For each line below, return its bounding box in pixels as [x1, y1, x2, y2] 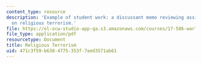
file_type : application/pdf [6, 31, 77, 37]
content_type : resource [6, 8, 66, 15]
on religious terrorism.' [11, 20, 77, 26]
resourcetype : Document [6, 37, 66, 43]
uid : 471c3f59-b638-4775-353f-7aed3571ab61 [6, 48, 117, 54]
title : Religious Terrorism [6, 43, 77, 49]
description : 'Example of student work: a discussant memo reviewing [6, 14, 185, 20]
